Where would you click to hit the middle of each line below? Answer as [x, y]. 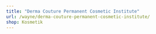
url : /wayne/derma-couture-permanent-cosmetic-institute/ [78, 17]
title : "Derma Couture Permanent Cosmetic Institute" [73, 11]
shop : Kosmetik [25, 22]
